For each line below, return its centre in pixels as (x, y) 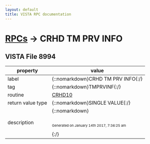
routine (16, 95)
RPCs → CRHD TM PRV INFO (64, 39)
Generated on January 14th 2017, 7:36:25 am (89, 125)
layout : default (22, 10)
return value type (28, 103)
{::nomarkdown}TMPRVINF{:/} (87, 86)
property (28, 70)
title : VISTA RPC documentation (38, 14)
